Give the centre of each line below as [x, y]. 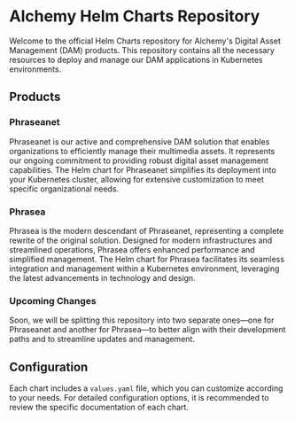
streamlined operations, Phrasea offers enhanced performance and [132, 249]
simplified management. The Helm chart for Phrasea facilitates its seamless [147, 259]
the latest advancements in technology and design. [103, 277]
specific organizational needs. [64, 189]
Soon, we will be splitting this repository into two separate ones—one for [142, 320]
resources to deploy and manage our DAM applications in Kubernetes [136, 59]
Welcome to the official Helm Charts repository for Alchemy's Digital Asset [145, 41]
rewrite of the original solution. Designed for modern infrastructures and [141, 240]
